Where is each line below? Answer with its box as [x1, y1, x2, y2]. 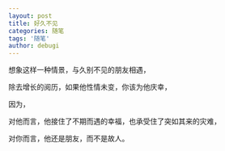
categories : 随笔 [8, 27, 65, 35]
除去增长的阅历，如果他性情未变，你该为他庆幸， [8, 82, 172, 92]
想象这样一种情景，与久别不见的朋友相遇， [8, 65, 151, 75]
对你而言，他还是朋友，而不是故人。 [8, 134, 129, 144]
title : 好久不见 [8, 19, 58, 27]
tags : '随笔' [8, 34, 50, 43]
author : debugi [8, 42, 60, 50]
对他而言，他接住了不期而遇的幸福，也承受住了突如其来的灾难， [8, 116, 221, 126]
